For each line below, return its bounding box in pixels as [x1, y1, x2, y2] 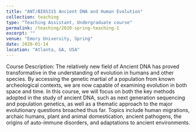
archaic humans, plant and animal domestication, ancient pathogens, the [6, 113, 182, 120]
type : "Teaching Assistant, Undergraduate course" [6, 19, 133, 25]
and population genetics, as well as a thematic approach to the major [6, 100, 173, 107]
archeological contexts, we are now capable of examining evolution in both [6, 82, 187, 89]
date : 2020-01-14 [6, 42, 49, 48]
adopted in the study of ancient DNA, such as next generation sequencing [6, 94, 185, 101]
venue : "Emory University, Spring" [6, 36, 93, 42]
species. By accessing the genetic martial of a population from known [6, 75, 175, 82]
